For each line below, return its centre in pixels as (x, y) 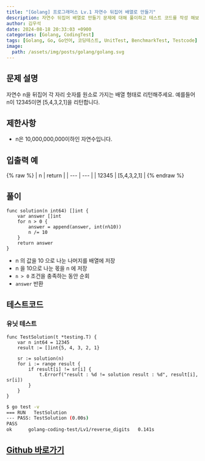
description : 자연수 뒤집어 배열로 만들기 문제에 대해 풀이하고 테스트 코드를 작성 (97, 18)
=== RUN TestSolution (37, 413)
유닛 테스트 (22, 324)
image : (15, 47)
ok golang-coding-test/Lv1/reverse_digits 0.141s (80, 430)
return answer (35, 243)
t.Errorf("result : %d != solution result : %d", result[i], (119, 374)
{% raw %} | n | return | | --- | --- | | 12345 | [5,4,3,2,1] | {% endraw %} (95, 176)
